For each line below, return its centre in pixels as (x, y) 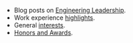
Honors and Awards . (43, 32)
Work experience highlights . (55, 18)
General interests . (40, 25)
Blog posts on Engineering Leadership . (70, 10)
